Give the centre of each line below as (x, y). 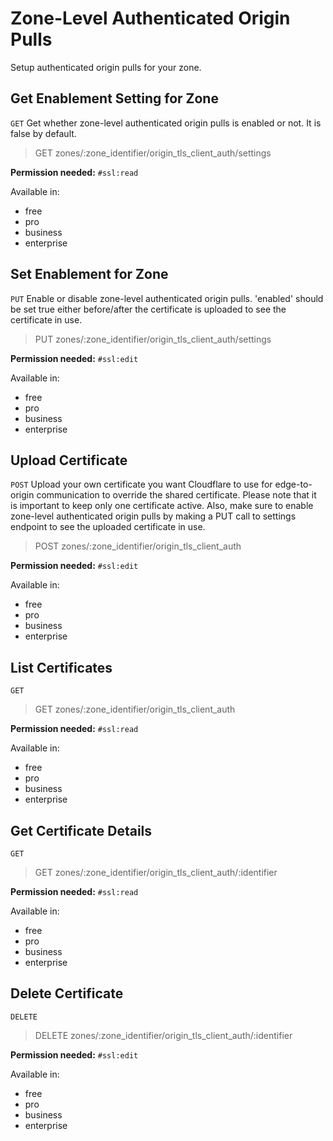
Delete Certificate (67, 993)
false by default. (43, 133)
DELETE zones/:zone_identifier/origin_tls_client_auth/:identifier (163, 1035)
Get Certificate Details (81, 830)
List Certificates (61, 667)
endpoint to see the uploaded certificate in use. (108, 527)
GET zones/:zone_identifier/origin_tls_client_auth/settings (153, 153)
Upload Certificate (69, 460)
